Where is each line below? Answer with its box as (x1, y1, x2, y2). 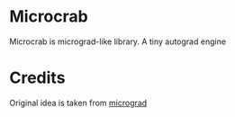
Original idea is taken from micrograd (9, 97, 148, 108)
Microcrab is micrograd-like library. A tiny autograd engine (9, 36, 227, 47)
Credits (9, 67, 66, 88)
